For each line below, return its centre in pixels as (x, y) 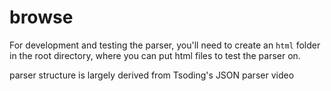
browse (41, 17)
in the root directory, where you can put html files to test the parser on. (155, 55)
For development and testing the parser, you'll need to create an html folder (165, 45)
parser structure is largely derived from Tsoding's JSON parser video (152, 75)
